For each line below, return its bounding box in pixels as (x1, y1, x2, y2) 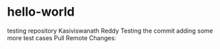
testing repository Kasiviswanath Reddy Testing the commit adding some (7, 27, 214, 35)
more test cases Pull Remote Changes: (7, 33, 117, 42)
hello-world (7, 4, 75, 20)
